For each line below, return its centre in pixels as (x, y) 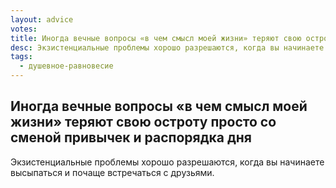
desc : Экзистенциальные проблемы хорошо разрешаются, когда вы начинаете (167, 47)
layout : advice (42, 19)
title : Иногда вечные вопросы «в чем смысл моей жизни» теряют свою (156, 38)
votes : (24, 29)
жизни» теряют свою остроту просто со (143, 122)
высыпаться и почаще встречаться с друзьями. (112, 172)
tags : (21, 57)
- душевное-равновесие (66, 66)
